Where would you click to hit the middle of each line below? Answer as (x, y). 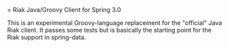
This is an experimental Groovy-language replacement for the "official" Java (114, 23)
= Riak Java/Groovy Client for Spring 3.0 (64, 10)
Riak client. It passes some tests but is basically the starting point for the (109, 30)
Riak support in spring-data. (47, 37)
